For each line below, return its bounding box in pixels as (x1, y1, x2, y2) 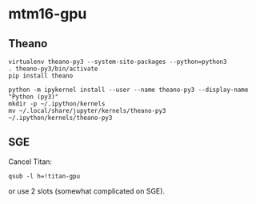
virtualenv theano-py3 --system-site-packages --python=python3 (8, 58, 227, 66)
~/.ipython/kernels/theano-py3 (8, 114, 113, 122)
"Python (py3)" (8, 93, 59, 101)
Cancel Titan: (8, 157, 53, 166)
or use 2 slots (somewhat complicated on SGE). (8, 186, 166, 196)
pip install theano (8, 72, 74, 80)
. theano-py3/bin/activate (8, 65, 98, 73)
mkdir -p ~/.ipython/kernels (8, 100, 106, 108)
